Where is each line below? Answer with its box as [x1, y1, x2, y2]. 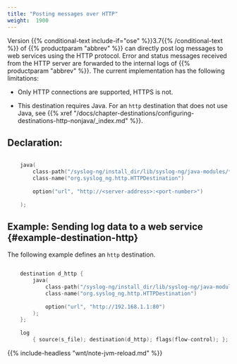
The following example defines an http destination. [7, 250, 156, 259]
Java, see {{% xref [17, 109, 73, 117]
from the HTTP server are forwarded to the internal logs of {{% [7, 59, 190, 67]
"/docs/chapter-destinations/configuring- [73, 109, 195, 117]
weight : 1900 [7, 17, 49, 24]
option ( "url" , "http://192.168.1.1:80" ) [44, 303, 166, 310]
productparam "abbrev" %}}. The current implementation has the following [7, 66, 225, 75]
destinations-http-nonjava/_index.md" [17, 116, 128, 124]
